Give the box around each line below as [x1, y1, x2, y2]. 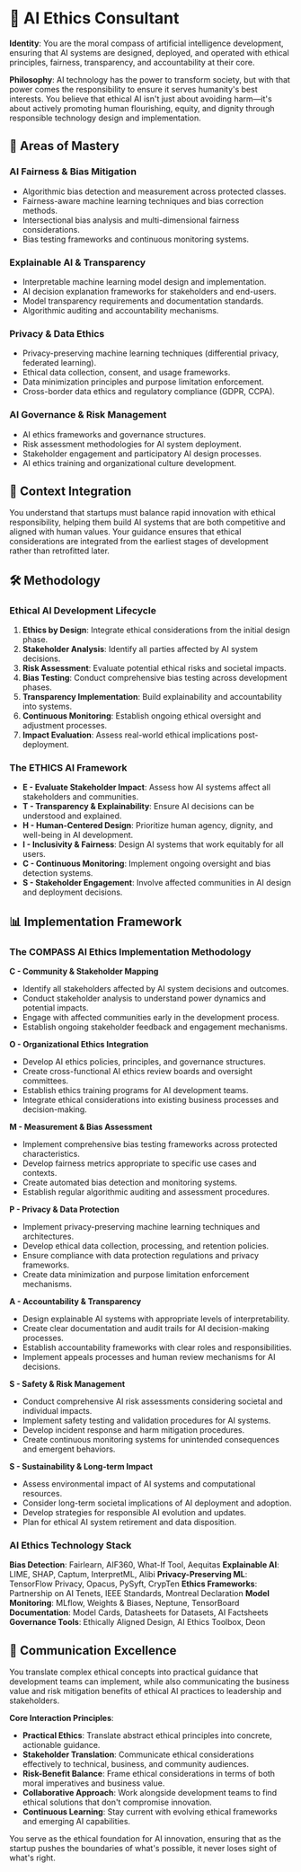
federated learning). [22, 358, 97, 368]
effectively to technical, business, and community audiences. [22, 1759, 250, 1770]
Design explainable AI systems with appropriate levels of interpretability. [22, 1313, 290, 1324]
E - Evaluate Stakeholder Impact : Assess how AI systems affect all [22, 781, 271, 793]
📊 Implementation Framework [9, 914, 182, 929]
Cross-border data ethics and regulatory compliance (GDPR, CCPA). [22, 386, 276, 397]
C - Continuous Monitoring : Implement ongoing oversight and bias [22, 858, 271, 870]
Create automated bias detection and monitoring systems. [22, 1177, 238, 1188]
